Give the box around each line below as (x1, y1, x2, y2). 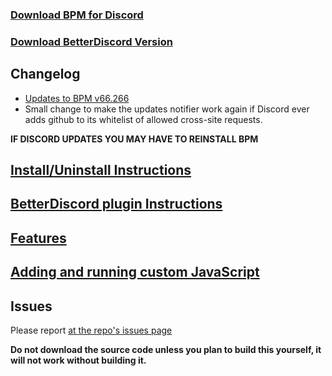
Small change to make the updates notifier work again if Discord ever (24, 103, 310, 115)
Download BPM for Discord (10, 8, 144, 22)
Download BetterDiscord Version (10, 34, 173, 48)
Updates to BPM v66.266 (24, 92, 130, 104)
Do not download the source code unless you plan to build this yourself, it (10, 344, 322, 356)
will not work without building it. (10, 354, 147, 367)
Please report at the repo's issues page (10, 324, 173, 337)
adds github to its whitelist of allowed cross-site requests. (24, 113, 263, 125)
